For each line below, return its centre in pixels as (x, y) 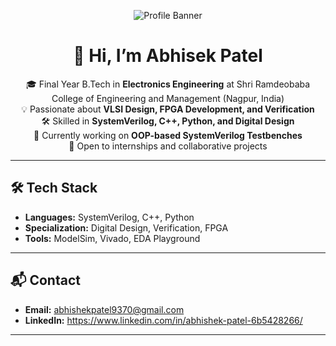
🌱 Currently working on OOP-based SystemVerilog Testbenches (168, 135)
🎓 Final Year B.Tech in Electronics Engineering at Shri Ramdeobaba (168, 84)
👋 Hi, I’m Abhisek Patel (168, 56)
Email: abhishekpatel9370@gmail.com (104, 309)
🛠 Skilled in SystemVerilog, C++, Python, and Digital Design (168, 121)
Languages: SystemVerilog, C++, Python (109, 217)
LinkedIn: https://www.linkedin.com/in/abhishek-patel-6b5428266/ (163, 320)
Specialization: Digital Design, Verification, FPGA (126, 227)
